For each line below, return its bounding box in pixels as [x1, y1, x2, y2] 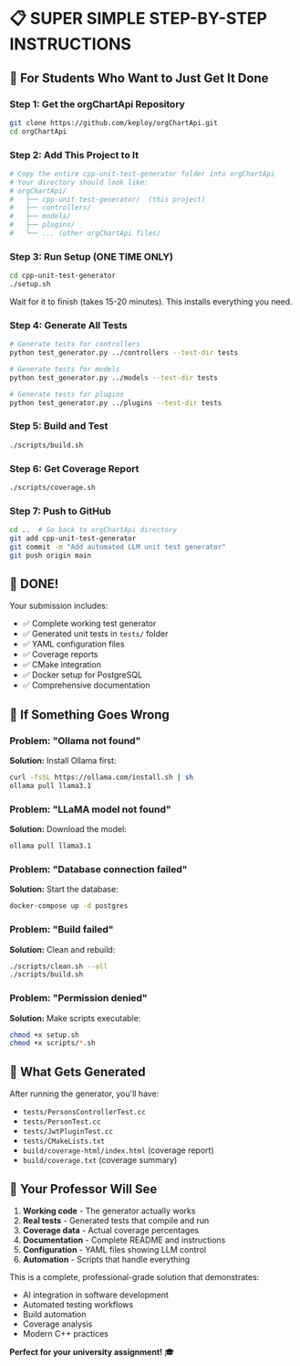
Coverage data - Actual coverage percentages [22, 1224, 199, 1235]
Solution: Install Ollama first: [9, 755, 117, 766]
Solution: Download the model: [9, 824, 128, 835]
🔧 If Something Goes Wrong [9, 707, 171, 722]
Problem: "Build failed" [9, 923, 114, 936]
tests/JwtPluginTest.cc [22, 1127, 114, 1137]
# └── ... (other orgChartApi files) [9, 229, 161, 239]
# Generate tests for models [9, 365, 120, 374]
